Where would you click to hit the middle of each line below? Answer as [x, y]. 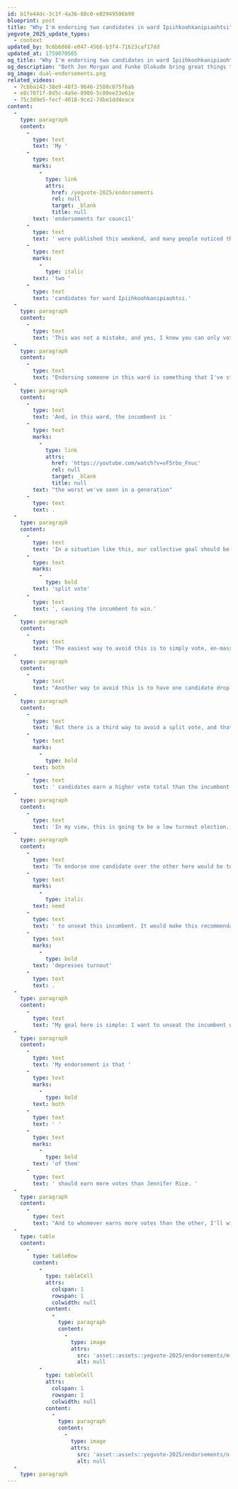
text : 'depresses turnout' [73, 965]
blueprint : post [31, 21]
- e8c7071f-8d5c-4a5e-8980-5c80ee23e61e [74, 93]
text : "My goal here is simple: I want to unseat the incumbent [130, 1025]
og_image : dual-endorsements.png [57, 73]
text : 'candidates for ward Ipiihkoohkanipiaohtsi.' [112, 298]
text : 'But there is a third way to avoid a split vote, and [125, 728]
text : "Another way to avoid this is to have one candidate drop [131, 688]
